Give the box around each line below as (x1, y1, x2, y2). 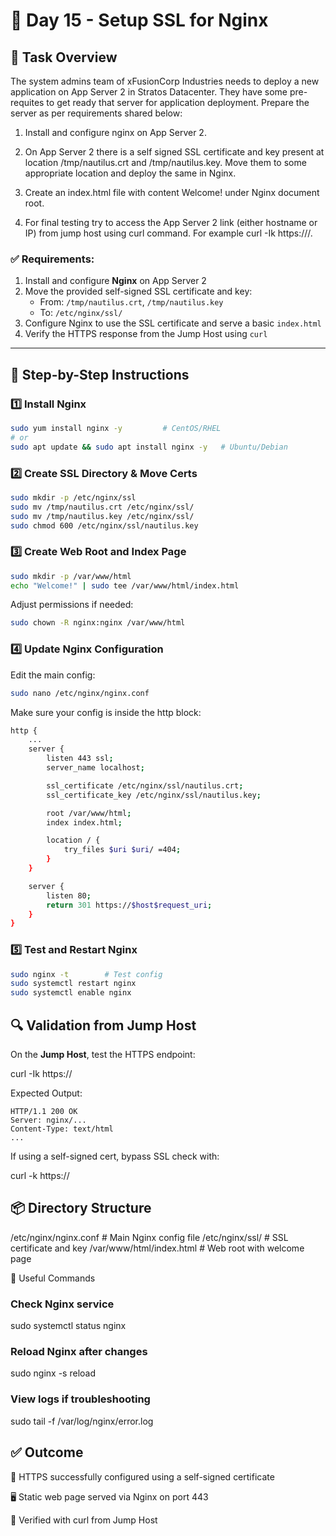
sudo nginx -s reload (10, 1367, 96, 1379)
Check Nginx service (10, 1297, 115, 1311)
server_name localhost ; (46, 763, 145, 773)
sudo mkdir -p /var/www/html (10, 571, 132, 581)
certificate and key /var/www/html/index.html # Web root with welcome (10, 1242, 305, 1254)
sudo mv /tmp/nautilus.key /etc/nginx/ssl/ (10, 511, 195, 521)
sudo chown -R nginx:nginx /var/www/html (10, 618, 186, 628)
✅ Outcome (10, 1444, 84, 1461)
